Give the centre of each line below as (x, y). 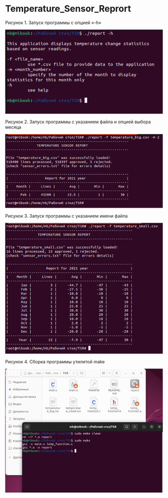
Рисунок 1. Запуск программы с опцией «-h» (53, 23)
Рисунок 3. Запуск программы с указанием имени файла (66, 216)
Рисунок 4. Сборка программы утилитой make (55, 362)
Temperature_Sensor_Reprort (68, 9)
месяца (13, 127)
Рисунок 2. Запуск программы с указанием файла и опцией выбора (78, 122)
